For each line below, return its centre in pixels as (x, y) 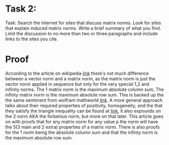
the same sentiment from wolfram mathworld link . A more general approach (84, 100)
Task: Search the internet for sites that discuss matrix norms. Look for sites (83, 23)
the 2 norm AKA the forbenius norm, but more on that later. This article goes (84, 116)
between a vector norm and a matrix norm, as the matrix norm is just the (80, 78)
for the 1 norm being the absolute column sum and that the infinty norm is (81, 132)
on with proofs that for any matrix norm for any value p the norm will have (82, 121)
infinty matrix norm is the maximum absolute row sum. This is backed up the (84, 94)
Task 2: (21, 9)
